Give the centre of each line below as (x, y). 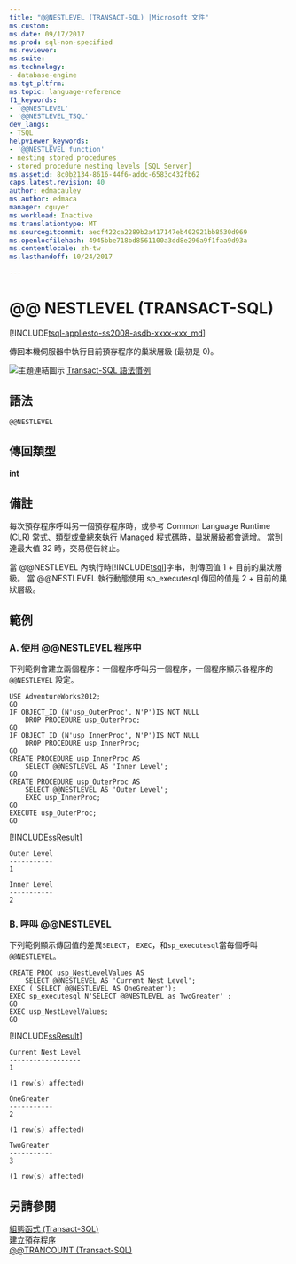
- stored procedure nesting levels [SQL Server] (101, 166)
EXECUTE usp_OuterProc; (53, 813)
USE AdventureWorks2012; (55, 697)
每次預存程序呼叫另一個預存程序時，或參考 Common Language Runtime (140, 526)
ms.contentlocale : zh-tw (55, 249)
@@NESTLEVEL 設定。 (44, 680)
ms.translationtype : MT (53, 224)
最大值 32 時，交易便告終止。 (70, 549)
